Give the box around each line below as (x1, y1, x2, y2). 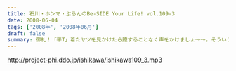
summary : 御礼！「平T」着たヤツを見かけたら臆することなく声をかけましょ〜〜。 (7, 37, 211, 44)
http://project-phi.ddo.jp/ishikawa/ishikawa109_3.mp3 (7, 56, 163, 64)
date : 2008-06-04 (7, 17, 58, 24)
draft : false (7, 30, 46, 37)
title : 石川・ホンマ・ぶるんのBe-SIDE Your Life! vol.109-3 (7, 10, 176, 18)
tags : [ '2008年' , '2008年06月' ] (7, 23, 99, 30)
